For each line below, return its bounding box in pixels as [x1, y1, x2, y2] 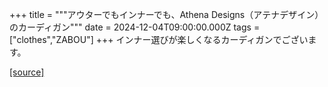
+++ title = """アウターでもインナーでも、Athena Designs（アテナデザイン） [9, 9, 324, 20]
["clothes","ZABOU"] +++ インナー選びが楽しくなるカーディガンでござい [9, 34, 309, 45]
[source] [9, 66, 45, 78]
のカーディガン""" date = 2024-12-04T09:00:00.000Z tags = [9, 21, 261, 33]
